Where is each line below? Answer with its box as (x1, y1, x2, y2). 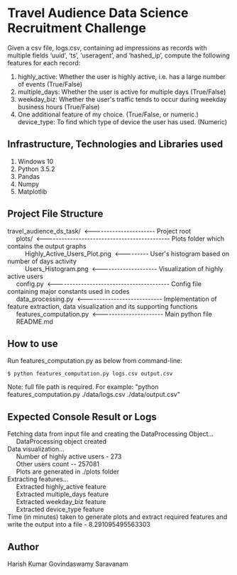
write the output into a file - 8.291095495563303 (7, 520, 150, 529)
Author (7, 541, 39, 553)
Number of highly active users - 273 (16, 452, 122, 461)
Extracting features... (7, 475, 69, 483)
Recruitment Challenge (7, 20, 147, 36)
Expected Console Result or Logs (7, 410, 158, 423)
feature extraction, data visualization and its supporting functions (7, 302, 198, 310)
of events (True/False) (17, 80, 83, 88)
